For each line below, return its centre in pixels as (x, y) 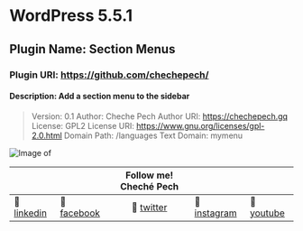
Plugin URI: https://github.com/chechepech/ (109, 75)
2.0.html (47, 135)
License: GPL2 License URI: (83, 125)
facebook (80, 213)
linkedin (31, 213)
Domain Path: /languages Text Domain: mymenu (153, 135)
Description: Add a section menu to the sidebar (100, 97)
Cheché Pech (150, 186)
